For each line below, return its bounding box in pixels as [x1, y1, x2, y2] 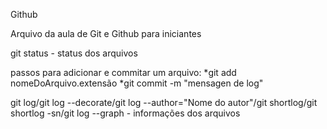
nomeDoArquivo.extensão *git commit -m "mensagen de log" [10, 77, 264, 89]
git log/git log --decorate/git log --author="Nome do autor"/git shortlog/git [10, 97, 318, 108]
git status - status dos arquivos [10, 47, 138, 59]
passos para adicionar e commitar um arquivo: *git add [10, 67, 237, 78]
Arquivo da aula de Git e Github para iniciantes [10, 28, 202, 39]
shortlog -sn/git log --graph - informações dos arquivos [10, 107, 241, 119]
